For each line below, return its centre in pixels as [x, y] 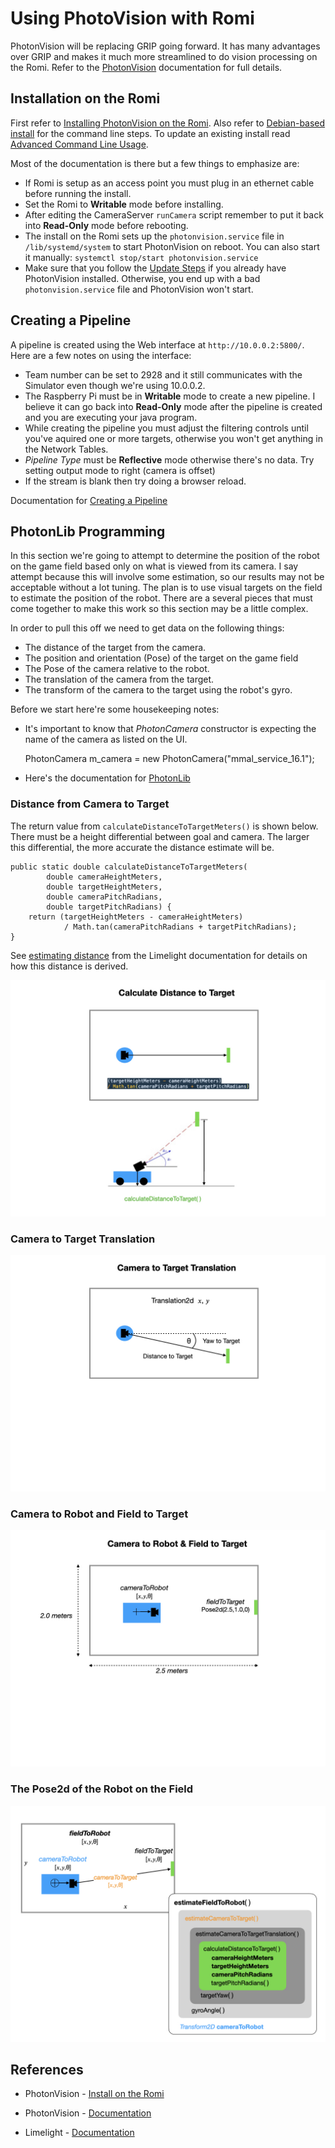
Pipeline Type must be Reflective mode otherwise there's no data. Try [169, 459]
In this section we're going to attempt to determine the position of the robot [165, 556]
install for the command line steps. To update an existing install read [150, 133]
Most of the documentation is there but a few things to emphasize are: [155, 163]
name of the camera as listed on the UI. [106, 739]
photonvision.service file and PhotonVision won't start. [139, 289]
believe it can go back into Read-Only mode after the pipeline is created [173, 406]
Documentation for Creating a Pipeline [89, 500]
